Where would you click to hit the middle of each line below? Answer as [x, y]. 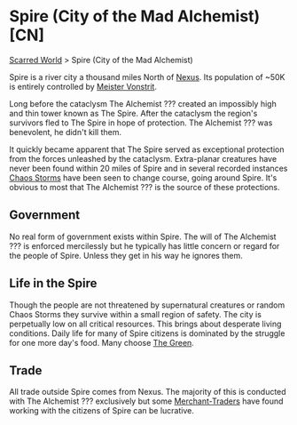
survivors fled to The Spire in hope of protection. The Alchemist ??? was [141, 123]
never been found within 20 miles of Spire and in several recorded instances [148, 168]
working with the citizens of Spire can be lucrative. [102, 411]
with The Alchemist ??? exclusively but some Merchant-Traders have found [146, 401]
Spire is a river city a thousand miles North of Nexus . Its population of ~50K [147, 76]
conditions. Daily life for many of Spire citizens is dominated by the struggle [147, 333]
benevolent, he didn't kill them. [66, 132]
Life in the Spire [53, 283]
